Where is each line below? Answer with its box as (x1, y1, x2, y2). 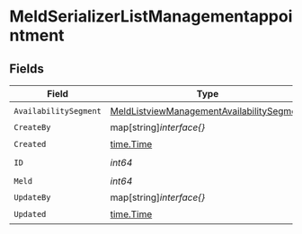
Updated (13, 209, 47, 219)
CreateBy (13, 123, 51, 132)
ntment (9, 25, 65, 46)
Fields (9, 61, 45, 76)
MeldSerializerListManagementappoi (9, 6, 293, 27)
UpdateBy (13, 193, 51, 203)
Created (13, 139, 47, 149)
